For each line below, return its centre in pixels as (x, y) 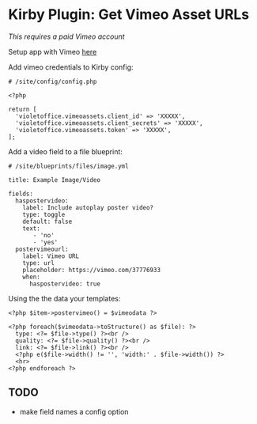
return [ (23, 109)
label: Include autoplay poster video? (88, 207)
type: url (39, 263)
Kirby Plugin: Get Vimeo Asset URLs (129, 15)
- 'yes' (45, 242)
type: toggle (44, 214)
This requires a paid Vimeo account (66, 36)
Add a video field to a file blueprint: (65, 151)
